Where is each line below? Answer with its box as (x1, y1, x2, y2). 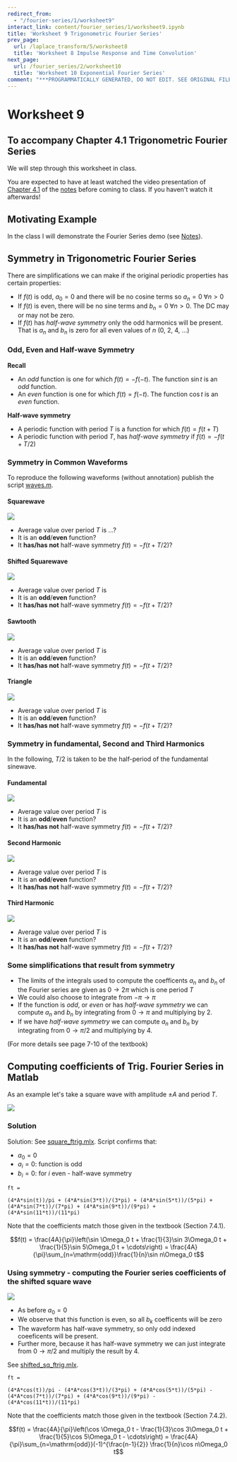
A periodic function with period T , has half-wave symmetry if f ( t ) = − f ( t (17, 432, 224, 441)
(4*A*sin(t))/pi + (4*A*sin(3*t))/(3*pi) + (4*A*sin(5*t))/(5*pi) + (7, 1197, 213, 1204)
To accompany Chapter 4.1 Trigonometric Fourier (7, 134, 228, 146)
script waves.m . (7, 481, 54, 489)
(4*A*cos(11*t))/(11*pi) (7, 1398, 80, 1406)
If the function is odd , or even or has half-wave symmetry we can (17, 1000, 208, 1009)
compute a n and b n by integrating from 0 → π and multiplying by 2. (17, 1007, 213, 1018)
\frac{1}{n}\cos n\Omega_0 (150, 1439, 228, 1448)
